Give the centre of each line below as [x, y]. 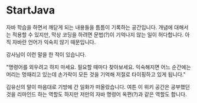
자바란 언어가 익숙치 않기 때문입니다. [54, 42]
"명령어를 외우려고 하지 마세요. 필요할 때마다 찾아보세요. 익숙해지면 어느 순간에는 [98, 67]
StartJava [31, 10]
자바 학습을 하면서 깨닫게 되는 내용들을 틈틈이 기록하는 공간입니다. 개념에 [89, 27]
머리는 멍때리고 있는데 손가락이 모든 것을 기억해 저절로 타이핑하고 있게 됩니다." [96, 74]
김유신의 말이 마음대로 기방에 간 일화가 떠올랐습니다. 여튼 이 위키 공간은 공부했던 [98, 87]
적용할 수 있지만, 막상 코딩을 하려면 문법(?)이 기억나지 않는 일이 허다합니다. [98, 34]
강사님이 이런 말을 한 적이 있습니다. [46, 54]
